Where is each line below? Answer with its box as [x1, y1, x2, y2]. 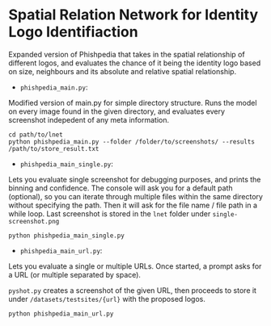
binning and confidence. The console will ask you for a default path [8, 183, 233, 193]
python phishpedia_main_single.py [8, 232, 125, 240]
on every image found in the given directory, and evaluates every [8, 107, 225, 116]
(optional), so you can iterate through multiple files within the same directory [8, 191, 263, 201]
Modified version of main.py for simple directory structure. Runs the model [8, 98, 257, 107]
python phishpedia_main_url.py [8, 309, 114, 318]
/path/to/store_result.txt [8, 144, 100, 153]
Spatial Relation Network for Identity [8, 6, 259, 24]
